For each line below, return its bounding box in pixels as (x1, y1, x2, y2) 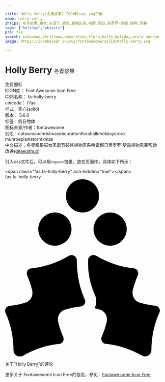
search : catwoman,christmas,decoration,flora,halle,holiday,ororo (5, 34, 144, 39)
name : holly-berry (5, 16, 43, 21)
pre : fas (5, 30, 23, 35)
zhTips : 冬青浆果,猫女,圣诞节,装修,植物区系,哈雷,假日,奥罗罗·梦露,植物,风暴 (5, 21, 147, 26)
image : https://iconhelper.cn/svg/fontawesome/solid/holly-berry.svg (5, 39, 151, 44)
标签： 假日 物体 (5, 118, 35, 124)
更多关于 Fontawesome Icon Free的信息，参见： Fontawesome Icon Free (5, 371, 151, 377)
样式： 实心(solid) (5, 106, 40, 112)
